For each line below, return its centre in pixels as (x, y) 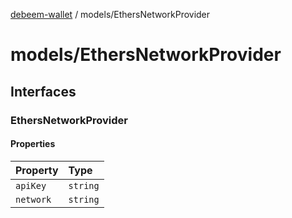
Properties (33, 144)
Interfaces (43, 91)
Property (37, 170)
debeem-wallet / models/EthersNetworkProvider (110, 14)
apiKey (31, 185)
